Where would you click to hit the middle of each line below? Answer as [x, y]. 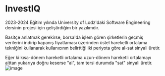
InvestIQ [23, 9]
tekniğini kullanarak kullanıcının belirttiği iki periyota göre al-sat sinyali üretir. [83, 48]
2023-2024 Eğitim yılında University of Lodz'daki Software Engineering [78, 22]
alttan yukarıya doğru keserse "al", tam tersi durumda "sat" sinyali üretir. [79, 63]
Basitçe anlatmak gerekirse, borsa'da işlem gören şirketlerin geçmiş [74, 37]
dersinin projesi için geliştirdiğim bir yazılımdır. [52, 27]
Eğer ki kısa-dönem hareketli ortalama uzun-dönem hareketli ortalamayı [78, 57]
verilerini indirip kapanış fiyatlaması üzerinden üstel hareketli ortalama [76, 42]
